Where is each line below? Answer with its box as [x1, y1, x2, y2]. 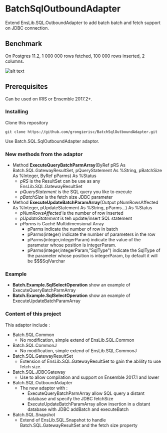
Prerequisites [5, 82, 48, 91]
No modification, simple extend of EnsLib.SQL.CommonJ [19, 347, 137, 354]
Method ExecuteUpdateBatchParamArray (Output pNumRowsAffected [12, 199, 158, 206]
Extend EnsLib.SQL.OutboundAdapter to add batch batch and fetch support [5, 20, 161, 26]
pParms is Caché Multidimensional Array [19, 221, 104, 227]
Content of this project [5, 311, 61, 318]
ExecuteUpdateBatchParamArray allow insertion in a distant [27, 401, 150, 407]
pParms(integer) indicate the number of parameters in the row [27, 231, 156, 237]
